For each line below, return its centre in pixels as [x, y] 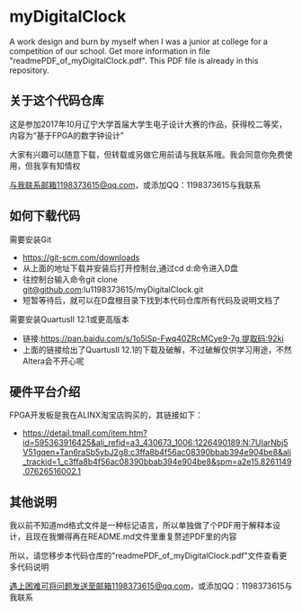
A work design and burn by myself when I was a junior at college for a [138, 41]
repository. [29, 70]
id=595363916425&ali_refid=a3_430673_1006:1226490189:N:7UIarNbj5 [155, 443]
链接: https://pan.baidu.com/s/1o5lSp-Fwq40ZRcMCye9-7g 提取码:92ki [153, 338]
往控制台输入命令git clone [70, 279]
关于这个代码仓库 [57, 101]
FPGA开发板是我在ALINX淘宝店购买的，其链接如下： [107, 415]
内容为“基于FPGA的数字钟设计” [67, 135]
